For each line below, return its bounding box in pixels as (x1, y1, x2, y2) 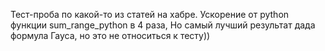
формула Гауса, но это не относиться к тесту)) (10, 30, 211, 41)
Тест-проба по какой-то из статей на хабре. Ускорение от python (10, 9, 290, 20)
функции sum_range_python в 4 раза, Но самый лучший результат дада (10, 19, 316, 31)
